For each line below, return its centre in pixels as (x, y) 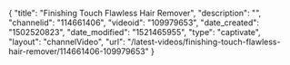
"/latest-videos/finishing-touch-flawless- (204, 42)
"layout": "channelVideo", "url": (67, 42)
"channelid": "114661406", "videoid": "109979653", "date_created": (134, 23)
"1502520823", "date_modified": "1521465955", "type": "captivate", (135, 32)
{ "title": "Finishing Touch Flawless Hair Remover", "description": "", (135, 13)
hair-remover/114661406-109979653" (79, 51)
